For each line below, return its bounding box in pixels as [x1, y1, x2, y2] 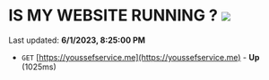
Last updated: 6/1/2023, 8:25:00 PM [8, 35, 145, 45]
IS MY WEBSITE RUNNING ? [8, 5, 219, 26]
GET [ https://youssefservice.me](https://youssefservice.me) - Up [21, 52, 260, 62]
